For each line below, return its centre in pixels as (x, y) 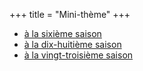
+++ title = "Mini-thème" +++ (70, 14)
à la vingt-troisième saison (78, 55)
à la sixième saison (62, 33)
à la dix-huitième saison (72, 44)
